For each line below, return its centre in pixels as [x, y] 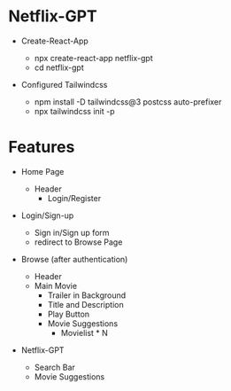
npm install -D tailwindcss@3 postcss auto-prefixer [128, 102]
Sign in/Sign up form [72, 232]
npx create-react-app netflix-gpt [93, 58]
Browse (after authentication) [74, 259]
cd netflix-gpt [59, 67]
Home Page [42, 171]
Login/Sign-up [47, 215]
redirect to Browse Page [78, 242]
